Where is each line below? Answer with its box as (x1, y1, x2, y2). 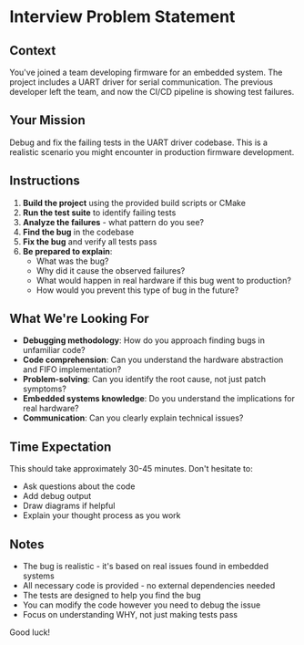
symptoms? (22, 383, 66, 394)
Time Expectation (9, 439, 112, 454)
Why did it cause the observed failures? (35, 265, 186, 276)
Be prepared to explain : (22, 245, 113, 256)
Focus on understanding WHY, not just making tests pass (22, 609, 238, 620)
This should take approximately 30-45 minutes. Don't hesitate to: (9, 463, 253, 474)
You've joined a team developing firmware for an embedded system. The (9, 67, 283, 78)
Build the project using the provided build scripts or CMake (22, 197, 246, 208)
